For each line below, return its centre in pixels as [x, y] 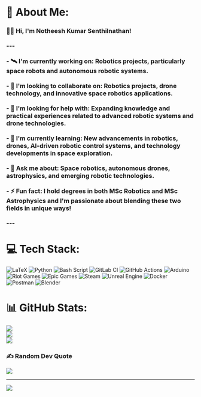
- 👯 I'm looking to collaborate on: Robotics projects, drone [92, 86]
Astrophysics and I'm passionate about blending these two [94, 201]
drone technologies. [36, 123]
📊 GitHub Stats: [47, 308]
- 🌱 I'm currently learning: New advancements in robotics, [92, 138]
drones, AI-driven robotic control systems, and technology [93, 146]
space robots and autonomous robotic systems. [77, 71]
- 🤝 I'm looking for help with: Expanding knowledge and [88, 108]
